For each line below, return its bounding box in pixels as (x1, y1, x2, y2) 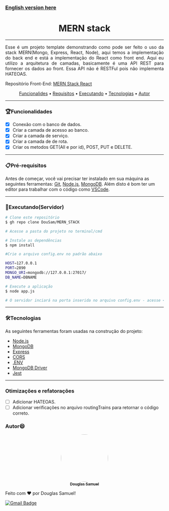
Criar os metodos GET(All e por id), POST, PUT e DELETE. (12, 144, 132, 150)
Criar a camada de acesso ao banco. (12, 127, 89, 133)
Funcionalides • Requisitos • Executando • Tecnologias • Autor (19, 90, 150, 96)
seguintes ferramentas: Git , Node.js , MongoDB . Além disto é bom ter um (5, 181, 155, 187)
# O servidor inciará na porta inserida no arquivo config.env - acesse (5, 298, 161, 303)
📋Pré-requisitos (5, 162, 47, 169)
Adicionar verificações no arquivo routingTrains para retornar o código (12, 405, 159, 411)
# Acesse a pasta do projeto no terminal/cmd (5, 229, 102, 234)
